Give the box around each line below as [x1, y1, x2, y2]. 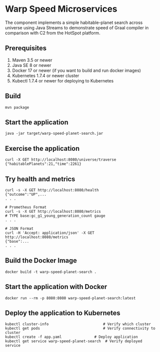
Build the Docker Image [5, 256, 77, 265]
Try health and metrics [5, 175, 75, 183]
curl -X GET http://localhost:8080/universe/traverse [5, 157, 117, 162]
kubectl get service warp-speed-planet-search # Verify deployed [5, 339, 142, 344]
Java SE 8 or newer [12, 62, 52, 68]
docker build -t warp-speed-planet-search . [5, 269, 97, 274]
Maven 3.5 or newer [12, 57, 53, 63]
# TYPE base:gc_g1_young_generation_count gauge [5, 213, 106, 218]
